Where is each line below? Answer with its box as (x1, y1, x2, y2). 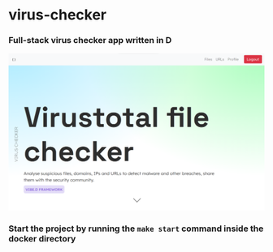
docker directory (8, 233, 76, 244)
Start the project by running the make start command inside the (8, 223, 264, 234)
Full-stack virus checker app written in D (8, 35, 172, 46)
